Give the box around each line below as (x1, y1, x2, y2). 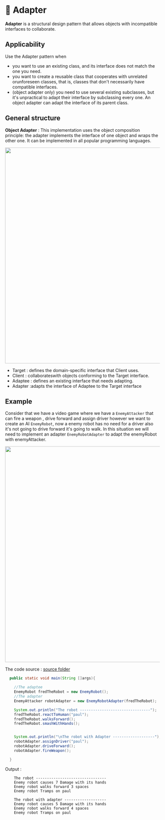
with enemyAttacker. (5, 437, 47, 443)
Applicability (5, 40, 45, 49)
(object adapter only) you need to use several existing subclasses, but (12, 89, 155, 95)
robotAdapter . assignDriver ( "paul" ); (14, 739, 89, 744)
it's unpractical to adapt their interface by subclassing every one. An (12, 94, 151, 100)
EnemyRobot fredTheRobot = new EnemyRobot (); (14, 689, 109, 695)
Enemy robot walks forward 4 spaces (14, 806, 89, 811)
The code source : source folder (5, 666, 70, 672)
